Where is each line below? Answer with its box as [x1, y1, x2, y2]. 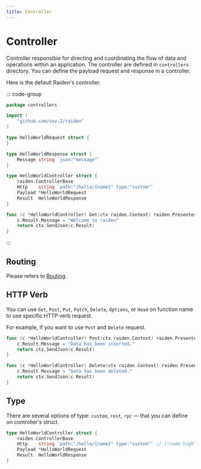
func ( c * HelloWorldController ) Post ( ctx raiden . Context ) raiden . [6, 335, 175, 341]
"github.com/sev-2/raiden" [17, 118, 84, 125]
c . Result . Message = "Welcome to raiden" [17, 217, 119, 223]
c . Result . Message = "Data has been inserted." [17, 341, 135, 347]
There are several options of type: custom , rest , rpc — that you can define [6, 411, 188, 419]
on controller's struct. [6, 418, 60, 425]
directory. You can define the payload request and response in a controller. [6, 67, 191, 74]
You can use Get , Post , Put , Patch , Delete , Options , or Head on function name [6, 305, 193, 313]
